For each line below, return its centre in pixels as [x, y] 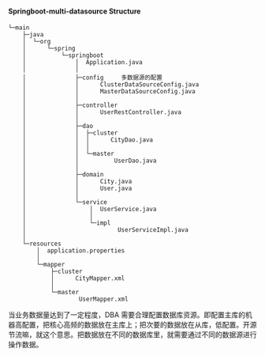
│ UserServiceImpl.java [106, 230]
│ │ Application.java [83, 62]
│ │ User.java [77, 189]
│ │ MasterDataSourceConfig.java [109, 92]
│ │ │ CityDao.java [88, 140]
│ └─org [37, 42]
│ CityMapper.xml [88, 278]
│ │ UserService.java [90, 210]
